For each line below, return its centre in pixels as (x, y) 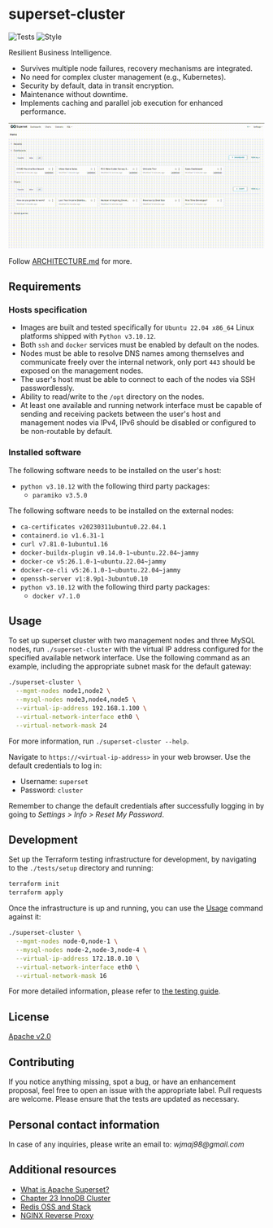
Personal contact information (84, 1125)
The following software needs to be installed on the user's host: (115, 470)
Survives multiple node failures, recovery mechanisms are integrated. (136, 68)
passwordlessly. (47, 388)
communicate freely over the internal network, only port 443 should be (138, 362)
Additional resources (63, 1170)
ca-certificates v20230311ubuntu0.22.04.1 (93, 527)
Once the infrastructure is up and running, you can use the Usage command (136, 908)
